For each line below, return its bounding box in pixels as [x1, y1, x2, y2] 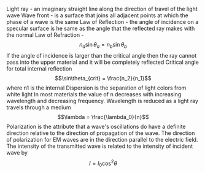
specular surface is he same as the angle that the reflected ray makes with [6, 25, 195, 32]
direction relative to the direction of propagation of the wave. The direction [6, 129, 195, 137]
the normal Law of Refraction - [6, 31, 84, 39]
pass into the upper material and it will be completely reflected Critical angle [6, 58, 199, 66]
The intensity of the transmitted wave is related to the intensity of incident [6, 142, 193, 150]
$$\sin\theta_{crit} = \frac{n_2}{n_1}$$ [55, 74, 152, 82]
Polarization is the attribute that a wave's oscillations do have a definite [6, 123, 186, 130]
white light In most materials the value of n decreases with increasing [6, 90, 182, 98]
